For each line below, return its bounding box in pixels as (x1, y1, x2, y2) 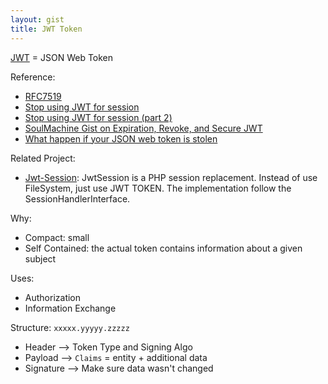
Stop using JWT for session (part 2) (24, 111, 173, 123)
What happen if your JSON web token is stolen (24, 132, 218, 145)
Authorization (24, 291, 82, 303)
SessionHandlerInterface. (24, 192, 131, 205)
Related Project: (10, 152, 76, 164)
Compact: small (24, 231, 90, 243)
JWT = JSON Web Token (10, 51, 114, 63)
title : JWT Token (10, 24, 83, 34)
